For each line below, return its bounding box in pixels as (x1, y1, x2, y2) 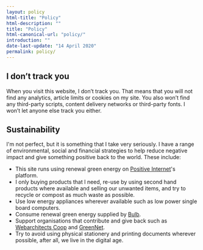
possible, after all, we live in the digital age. (15, 237, 124, 244)
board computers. (15, 204, 61, 212)
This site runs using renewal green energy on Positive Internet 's (15, 165, 176, 173)
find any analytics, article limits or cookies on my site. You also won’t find (6, 94, 190, 101)
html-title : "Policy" (6, 15, 62, 21)
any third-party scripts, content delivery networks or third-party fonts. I (6, 100, 185, 107)
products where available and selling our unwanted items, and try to (15, 185, 186, 192)
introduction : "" (6, 37, 51, 43)
